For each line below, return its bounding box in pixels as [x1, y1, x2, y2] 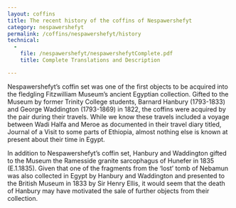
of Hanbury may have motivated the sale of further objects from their [7, 186, 210, 195]
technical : [7, 37, 40, 44]
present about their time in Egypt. [7, 135, 105, 143]
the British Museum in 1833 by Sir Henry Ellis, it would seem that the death [7, 179, 225, 187]
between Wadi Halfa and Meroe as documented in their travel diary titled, [7, 120, 222, 128]
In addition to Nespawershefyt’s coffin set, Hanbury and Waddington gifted [7, 148, 227, 157]
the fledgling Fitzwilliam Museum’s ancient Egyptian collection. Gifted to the [7, 89, 229, 98]
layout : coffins [7, 10, 55, 18]
